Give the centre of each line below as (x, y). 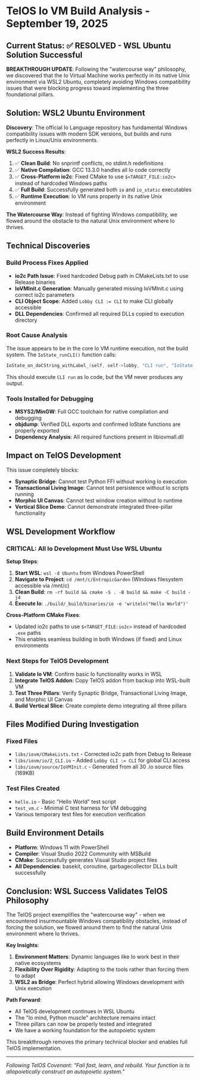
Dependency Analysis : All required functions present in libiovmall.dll (99, 437)
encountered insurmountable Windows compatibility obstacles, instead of (97, 921)
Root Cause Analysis (37, 336)
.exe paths (28, 633)
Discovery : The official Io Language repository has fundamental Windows (97, 127)
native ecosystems (38, 963)
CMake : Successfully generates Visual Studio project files (86, 860)
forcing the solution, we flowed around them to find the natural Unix (89, 928)
